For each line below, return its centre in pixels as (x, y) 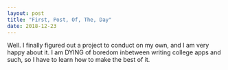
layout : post (26, 13)
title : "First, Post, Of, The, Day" (59, 20)
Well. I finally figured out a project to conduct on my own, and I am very (108, 46)
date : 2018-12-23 (32, 26)
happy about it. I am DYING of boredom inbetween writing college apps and (114, 52)
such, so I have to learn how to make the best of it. (79, 60)
